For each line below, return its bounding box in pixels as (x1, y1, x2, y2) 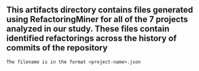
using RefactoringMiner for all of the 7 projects (6, 15, 189, 25)
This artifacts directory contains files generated (6, 5, 193, 15)
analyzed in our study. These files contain (6, 24, 170, 34)
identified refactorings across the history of (6, 33, 177, 44)
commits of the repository (6, 42, 108, 53)
